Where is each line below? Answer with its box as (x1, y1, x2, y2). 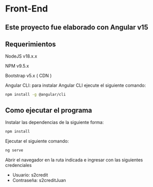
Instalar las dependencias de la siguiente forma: (5, 119, 104, 125)
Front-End (5, 3, 48, 15)
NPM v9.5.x (5, 63, 29, 69)
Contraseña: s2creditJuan (12, 177, 66, 183)
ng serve (5, 147, 23, 153)
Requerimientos (5, 40, 56, 48)
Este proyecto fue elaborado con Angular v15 (5, 23, 148, 32)
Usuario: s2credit (12, 171, 48, 178)
